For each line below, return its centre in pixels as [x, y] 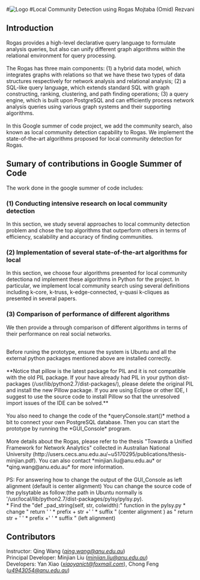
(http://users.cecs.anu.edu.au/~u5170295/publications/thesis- [110, 454]
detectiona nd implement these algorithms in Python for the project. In [93, 279]
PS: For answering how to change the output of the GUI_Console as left [94, 480]
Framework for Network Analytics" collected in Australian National [88, 448]
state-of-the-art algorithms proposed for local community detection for [94, 138]
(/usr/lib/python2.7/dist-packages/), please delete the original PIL [113, 384]
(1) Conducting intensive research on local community [87, 203]
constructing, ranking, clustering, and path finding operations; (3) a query [97, 94]
